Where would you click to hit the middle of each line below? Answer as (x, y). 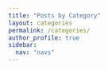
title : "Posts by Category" (55, 15)
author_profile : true (44, 38)
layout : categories (40, 23)
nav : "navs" (35, 52)
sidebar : (23, 45)
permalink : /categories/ (49, 30)
